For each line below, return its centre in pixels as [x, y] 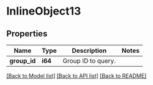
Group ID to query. [89, 61]
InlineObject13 [44, 11]
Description [89, 51]
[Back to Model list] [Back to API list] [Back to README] [76, 76]
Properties [27, 34]
